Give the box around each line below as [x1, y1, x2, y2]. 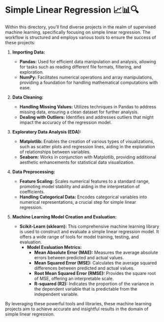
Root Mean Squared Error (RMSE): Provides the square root [34, 270, 156, 276]
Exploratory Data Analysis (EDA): [12, 129, 82, 134]
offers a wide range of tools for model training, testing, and [19, 234, 139, 240]
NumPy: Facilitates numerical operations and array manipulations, [19, 74, 154, 80]
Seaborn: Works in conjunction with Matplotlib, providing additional [19, 154, 156, 160]
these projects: [5, 39, 35, 45]
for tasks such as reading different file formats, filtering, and [19, 64, 141, 70]
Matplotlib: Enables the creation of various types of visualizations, [19, 138, 155, 144]
